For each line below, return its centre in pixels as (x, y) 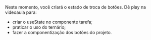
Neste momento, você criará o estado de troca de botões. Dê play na (75, 7)
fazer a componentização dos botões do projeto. (62, 32)
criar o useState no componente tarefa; (52, 22)
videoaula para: (21, 12)
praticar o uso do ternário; (39, 27)
